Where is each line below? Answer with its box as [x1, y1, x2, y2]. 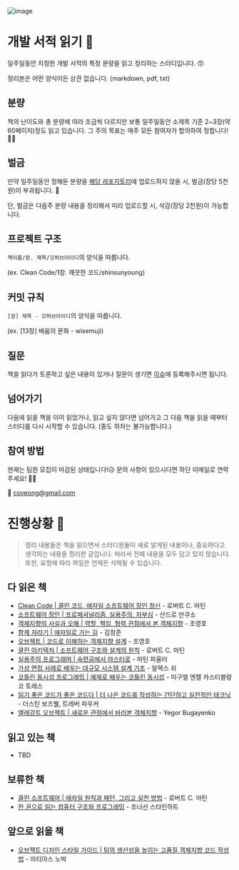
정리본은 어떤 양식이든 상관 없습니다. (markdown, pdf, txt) [7, 74, 170, 82]
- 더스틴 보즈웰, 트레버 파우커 [17, 699, 99, 708]
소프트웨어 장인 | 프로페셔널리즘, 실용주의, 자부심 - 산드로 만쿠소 [17, 610, 196, 619]
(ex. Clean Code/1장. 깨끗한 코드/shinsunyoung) [7, 268, 146, 277]
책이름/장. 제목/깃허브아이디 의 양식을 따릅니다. [7, 253, 131, 262]
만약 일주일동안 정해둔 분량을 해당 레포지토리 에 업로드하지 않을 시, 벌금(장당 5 [7, 177, 223, 186]
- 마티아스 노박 [25, 854, 67, 863]
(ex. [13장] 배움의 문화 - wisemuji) [7, 327, 104, 335]
